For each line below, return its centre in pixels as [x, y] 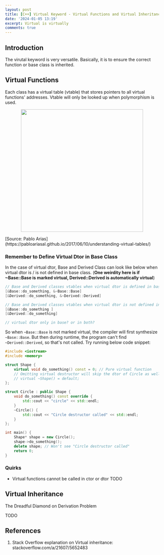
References [23, 531]
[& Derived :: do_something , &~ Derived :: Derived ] [53, 296]
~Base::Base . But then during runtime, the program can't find [66, 337]
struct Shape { [20, 365]
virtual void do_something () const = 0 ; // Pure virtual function [83, 369]
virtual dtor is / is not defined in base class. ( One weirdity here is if [72, 273]
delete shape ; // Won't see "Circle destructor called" [72, 446]
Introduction [24, 48]
